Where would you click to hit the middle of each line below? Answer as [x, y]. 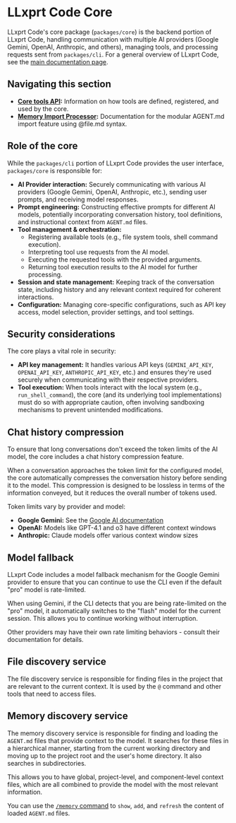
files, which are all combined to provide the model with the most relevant [113, 784]
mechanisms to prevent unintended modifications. [90, 410]
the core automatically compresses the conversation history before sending [117, 478]
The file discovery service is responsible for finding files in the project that [115, 679]
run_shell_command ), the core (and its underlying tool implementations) [119, 395]
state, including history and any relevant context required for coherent [119, 289]
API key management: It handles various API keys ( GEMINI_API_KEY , [115, 365]
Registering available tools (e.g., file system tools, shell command [123, 237]
